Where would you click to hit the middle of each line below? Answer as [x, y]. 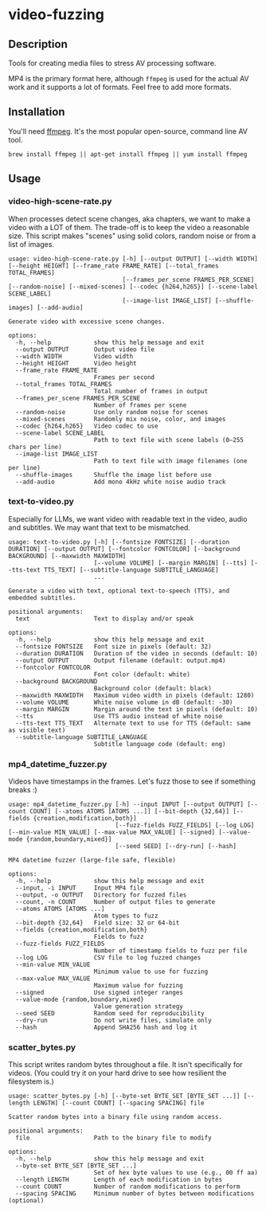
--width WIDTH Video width [74, 356]
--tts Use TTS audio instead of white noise [119, 716]
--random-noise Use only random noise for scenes [112, 412]
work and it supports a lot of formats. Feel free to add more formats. [120, 87]
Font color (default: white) [142, 674]
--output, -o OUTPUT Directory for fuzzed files [101, 895]
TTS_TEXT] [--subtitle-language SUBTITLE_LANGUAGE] [131, 570]
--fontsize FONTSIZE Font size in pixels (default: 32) [114, 647]
